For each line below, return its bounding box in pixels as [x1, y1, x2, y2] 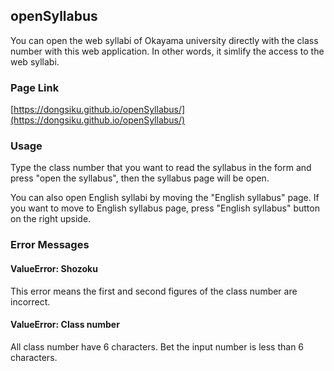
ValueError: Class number [10, 319, 120, 331]
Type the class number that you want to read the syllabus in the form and [10, 162, 312, 174]
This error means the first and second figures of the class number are [10, 285, 298, 297]
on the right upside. [10, 213, 92, 225]
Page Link [10, 80, 60, 94]
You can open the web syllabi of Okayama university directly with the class [10, 34, 319, 46]
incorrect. [10, 295, 51, 308]
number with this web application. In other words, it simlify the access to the [10, 45, 325, 57]
